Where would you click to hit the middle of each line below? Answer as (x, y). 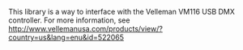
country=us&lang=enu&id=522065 (66, 37)
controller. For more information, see (69, 20)
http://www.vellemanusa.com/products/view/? (86, 29)
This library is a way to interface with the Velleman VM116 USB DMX (122, 12)
